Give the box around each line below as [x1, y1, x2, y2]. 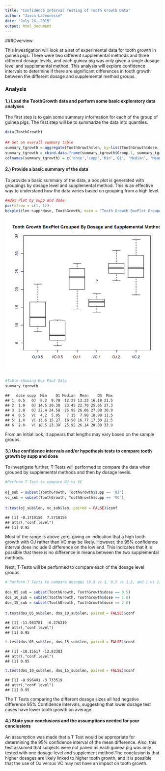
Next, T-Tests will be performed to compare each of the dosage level [5, 564, 144, 570]
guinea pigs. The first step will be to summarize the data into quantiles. [5, 119, 148, 125]
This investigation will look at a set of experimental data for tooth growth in [5, 47, 156, 53]
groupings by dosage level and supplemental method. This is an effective [5, 183, 153, 188]
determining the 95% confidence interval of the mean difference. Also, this [5, 739, 157, 745]
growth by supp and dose [5, 453, 58, 459]
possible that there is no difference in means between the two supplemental [5, 549, 159, 555]
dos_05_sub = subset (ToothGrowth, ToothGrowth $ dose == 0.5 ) [5, 590, 131, 595]
